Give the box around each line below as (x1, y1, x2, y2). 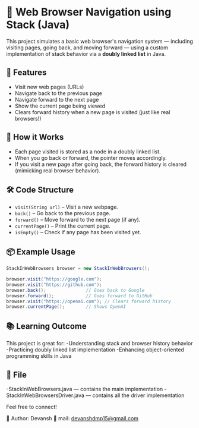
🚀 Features (6, 68, 47, 78)
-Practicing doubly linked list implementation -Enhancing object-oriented (6, 346, 184, 353)
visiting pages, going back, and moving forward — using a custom (6, 44, 168, 51)
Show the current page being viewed (14, 102, 106, 109)
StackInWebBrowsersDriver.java (6, 392, 85, 399)
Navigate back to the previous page (14, 89, 103, 97)
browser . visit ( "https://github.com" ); (6, 282, 102, 288)
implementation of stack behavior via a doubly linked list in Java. (6, 50, 166, 57)
